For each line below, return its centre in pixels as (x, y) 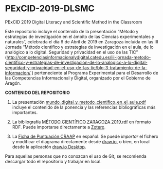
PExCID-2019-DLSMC (50, 9)
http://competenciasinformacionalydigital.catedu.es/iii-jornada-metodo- (79, 57)
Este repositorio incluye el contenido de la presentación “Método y (72, 31)
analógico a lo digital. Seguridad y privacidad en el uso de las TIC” (72, 52)
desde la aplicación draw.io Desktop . (49, 147)
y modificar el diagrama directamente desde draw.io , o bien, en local (81, 141)
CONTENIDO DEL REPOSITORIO (37, 93)
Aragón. (13, 83)
